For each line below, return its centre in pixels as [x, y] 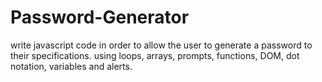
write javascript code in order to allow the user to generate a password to [161, 45]
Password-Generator [100, 17]
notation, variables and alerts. [71, 66]
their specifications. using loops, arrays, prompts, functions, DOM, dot [155, 55]
